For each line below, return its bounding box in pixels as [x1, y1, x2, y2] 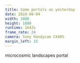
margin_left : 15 [5, 39, 38, 44]
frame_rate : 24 [5, 30, 36, 35]
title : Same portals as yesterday [5, 7, 76, 12]
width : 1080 [5, 16, 29, 21]
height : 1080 [5, 21, 32, 26]
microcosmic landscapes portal [5, 52, 68, 58]
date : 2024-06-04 [5, 12, 40, 17]
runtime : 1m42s [5, 25, 36, 30]
